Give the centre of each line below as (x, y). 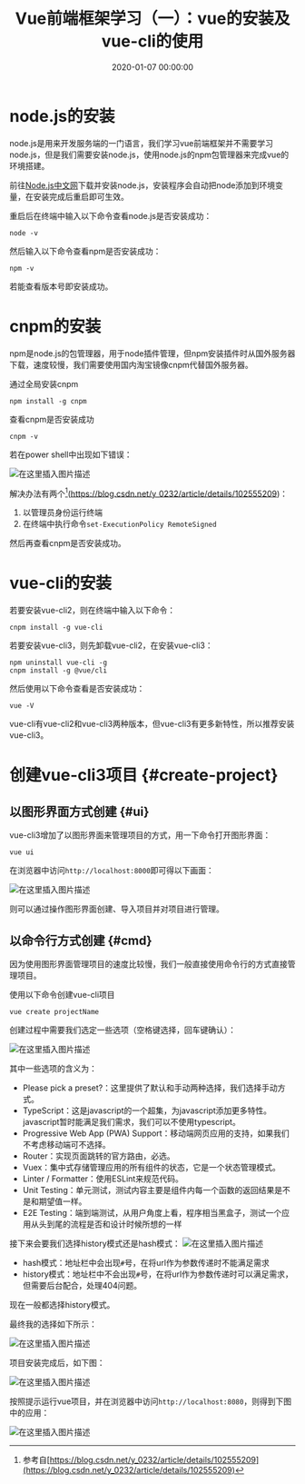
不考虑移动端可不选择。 (66, 1145)
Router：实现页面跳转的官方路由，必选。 (98, 1156)
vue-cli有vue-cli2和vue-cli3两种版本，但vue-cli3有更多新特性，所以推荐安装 (152, 724)
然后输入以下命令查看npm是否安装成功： (85, 251)
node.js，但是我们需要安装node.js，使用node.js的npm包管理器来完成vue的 (149, 154)
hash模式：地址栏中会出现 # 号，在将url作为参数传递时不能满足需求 (146, 1263)
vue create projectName (54, 1012)
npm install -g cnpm (49, 401)
